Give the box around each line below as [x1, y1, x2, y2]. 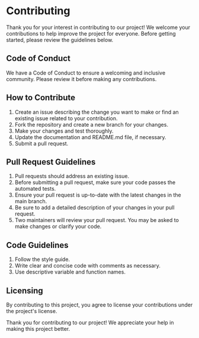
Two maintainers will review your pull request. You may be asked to [14, 217, 179, 224]
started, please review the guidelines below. [6, 36, 114, 43]
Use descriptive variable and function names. [14, 268, 126, 276]
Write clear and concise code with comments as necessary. [14, 262, 161, 269]
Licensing [6, 285, 43, 295]
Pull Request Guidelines [6, 157, 96, 167]
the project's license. [6, 308, 57, 314]
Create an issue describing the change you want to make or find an [14, 108, 179, 115]
